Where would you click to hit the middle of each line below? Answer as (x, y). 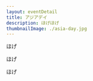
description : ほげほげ (33, 23)
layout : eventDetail (32, 12)
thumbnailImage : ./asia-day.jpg (46, 28)
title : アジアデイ (27, 17)
